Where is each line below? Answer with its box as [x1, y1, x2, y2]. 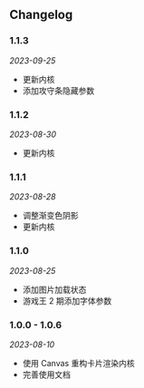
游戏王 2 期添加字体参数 [22, 295, 112, 306]
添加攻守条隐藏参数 [22, 85, 95, 96]
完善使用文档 [22, 369, 71, 380]
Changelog [9, 7, 73, 23]
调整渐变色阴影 [22, 210, 79, 221]
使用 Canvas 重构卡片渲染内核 [22, 357, 135, 368]
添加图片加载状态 [22, 284, 87, 295]
